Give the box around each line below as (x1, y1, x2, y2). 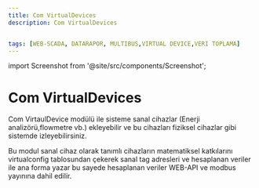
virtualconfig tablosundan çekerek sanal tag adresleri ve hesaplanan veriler (8, 154, 251, 164)
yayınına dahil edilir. (8, 172, 72, 181)
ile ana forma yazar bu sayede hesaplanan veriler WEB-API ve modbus (8, 163, 237, 172)
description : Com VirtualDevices (8, 19, 118, 27)
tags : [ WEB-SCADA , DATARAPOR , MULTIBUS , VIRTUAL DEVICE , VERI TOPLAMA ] (8, 40, 241, 48)
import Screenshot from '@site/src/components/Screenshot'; (8, 61, 206, 70)
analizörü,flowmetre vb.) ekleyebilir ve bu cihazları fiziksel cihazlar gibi (8, 123, 237, 132)
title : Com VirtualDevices (8, 11, 97, 20)
